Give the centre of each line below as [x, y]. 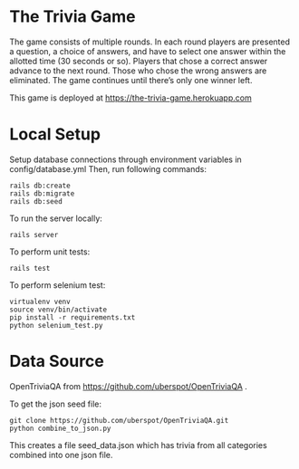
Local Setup [55, 134]
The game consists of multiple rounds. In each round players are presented [150, 42]
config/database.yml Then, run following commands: [108, 168]
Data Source [57, 362]
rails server [34, 234]
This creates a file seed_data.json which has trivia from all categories [138, 445]
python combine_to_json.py [60, 428]
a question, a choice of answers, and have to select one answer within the [148, 51]
